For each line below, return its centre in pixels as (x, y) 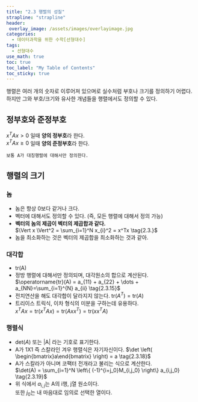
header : (16, 23)
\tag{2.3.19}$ (31, 376)
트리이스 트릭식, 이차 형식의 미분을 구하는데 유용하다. (77, 303)
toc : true (19, 62)
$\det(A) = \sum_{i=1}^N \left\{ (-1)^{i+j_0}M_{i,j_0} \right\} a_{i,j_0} (97, 370)
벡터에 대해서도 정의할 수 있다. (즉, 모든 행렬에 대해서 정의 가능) (89, 216)
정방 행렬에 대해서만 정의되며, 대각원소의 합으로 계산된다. (82, 275)
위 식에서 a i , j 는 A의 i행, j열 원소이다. (57, 384)
